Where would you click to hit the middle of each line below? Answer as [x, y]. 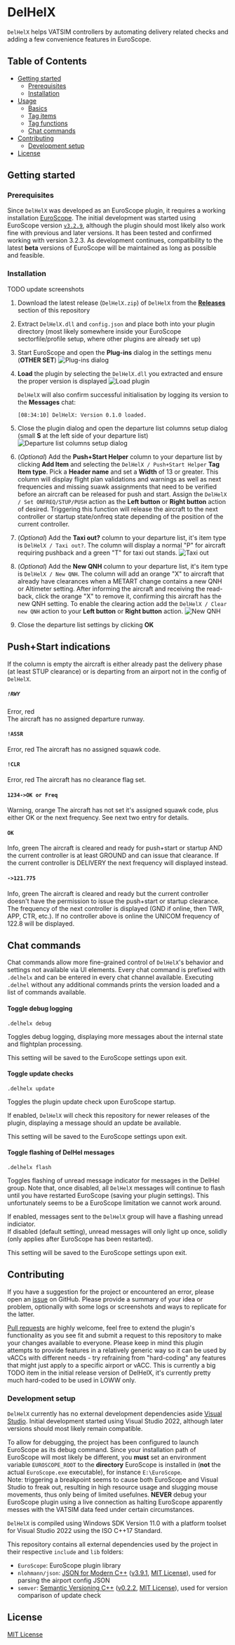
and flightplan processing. [45, 1044]
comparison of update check [59, 1596]
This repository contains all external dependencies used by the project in [113, 1544]
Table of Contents [47, 62]
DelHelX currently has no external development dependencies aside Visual [115, 1414]
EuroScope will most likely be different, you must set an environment [107, 1457]
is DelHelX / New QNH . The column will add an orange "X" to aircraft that [121, 574]
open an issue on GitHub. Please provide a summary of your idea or [105, 1299]
